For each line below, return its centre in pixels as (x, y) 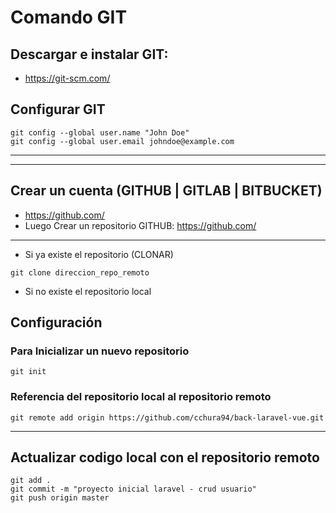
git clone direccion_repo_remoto (80, 272)
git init (28, 372)
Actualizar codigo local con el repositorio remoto (165, 457)
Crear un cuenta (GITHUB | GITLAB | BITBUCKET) (166, 191)
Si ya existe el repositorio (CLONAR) (99, 254)
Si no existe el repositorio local (88, 291)
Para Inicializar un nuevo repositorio (100, 351)
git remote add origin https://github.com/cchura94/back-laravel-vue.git (167, 417)
